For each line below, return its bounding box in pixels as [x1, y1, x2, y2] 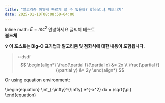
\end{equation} [5, 92, 36, 98]
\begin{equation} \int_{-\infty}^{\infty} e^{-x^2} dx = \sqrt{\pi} [5, 87, 132, 93]
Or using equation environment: [5, 77, 70, 83]
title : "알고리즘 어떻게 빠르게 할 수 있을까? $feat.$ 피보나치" [5, 7, 124, 12]
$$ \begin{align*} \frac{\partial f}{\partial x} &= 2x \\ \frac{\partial [20, 62, 155, 68]
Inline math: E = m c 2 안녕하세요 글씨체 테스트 [5, 25, 96, 32]
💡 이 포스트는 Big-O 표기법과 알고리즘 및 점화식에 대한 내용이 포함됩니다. [5, 43, 145, 49]
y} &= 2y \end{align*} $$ [73, 67, 125, 73]
